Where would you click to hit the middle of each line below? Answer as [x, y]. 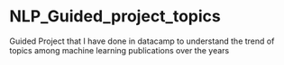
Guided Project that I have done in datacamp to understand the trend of [142, 41]
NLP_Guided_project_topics [115, 16]
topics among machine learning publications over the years [119, 50]
